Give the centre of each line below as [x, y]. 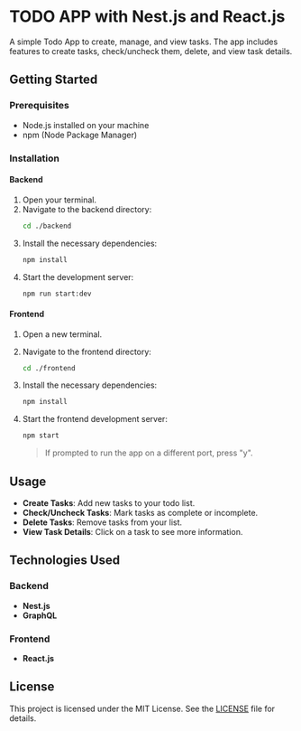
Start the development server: [78, 276]
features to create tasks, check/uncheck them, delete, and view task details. [151, 51]
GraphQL [40, 615]
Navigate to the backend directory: [87, 209]
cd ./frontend [49, 368]
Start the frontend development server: [95, 419]
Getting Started [54, 80]
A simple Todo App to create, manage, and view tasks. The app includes [144, 42]
